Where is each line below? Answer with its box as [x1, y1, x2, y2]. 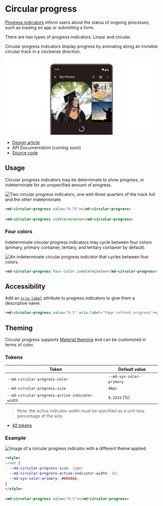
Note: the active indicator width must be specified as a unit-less [16, 408, 145, 414]
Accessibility [5, 282, 46, 291]
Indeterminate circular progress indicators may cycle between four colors [5, 239, 152, 245]
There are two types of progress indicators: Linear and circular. [5, 34, 131, 40]
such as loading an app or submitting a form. [5, 24, 95, 30]
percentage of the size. [16, 413, 64, 419]
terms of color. [5, 342, 34, 348]
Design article [12, 139, 40, 145]
